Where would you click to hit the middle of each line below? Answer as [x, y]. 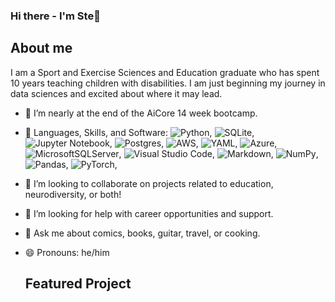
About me [41, 48]
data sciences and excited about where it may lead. [116, 93]
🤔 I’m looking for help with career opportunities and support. [149, 213]
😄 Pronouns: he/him [67, 252]
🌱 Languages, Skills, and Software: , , [139, 132]
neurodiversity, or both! [73, 194]
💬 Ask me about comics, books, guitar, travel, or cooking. [142, 233]
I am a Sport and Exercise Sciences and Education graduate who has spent [165, 72]
